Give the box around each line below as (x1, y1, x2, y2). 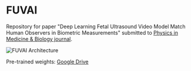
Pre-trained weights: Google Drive (6, 58, 89, 65)
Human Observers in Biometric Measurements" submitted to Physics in (6, 29, 178, 36)
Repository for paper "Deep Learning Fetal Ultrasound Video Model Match (6, 23, 186, 30)
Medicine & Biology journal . (6, 35, 72, 42)
